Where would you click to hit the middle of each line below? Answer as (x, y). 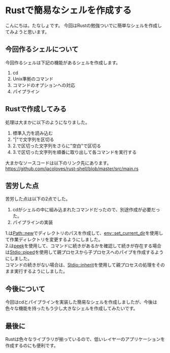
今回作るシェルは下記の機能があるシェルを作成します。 (63, 62)
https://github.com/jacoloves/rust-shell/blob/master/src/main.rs (72, 169)
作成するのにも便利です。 (32, 345)
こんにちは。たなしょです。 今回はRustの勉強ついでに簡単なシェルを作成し (84, 25)
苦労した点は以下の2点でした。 (38, 199)
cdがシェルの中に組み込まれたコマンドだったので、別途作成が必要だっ (86, 210)
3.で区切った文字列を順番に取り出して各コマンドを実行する (75, 152)
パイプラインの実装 (33, 222)
